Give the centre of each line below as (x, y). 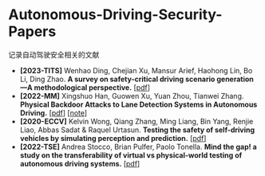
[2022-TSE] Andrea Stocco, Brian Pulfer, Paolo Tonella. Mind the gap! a (138, 147)
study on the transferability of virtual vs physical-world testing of (131, 155)
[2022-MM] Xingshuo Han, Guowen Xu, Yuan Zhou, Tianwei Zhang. (132, 96)
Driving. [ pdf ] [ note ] (53, 112)
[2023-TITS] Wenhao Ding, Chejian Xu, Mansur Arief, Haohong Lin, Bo (136, 70)
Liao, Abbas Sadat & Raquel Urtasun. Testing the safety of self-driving (137, 130)
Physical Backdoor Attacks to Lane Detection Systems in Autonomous (138, 104)
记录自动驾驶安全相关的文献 (54, 54)
